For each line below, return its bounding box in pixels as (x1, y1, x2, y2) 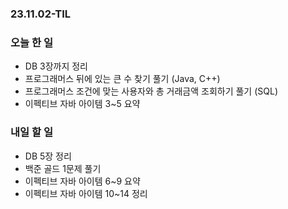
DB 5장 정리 (24, 150, 72, 162)
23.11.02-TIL (10, 7, 72, 21)
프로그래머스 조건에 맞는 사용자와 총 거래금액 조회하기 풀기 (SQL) (24, 85, 278, 97)
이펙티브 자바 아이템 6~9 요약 (24, 175, 141, 187)
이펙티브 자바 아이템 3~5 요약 (24, 98, 141, 110)
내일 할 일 (10, 125, 53, 139)
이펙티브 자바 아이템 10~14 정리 (24, 187, 148, 199)
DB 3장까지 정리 (24, 60, 88, 72)
